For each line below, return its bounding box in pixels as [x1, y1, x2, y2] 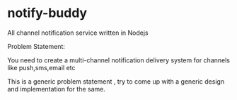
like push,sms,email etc [7, 63, 76, 72]
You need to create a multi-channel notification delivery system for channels [7, 55, 230, 65]
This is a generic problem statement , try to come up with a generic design [7, 77, 225, 86]
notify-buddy [7, 5, 87, 21]
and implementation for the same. [7, 84, 106, 93]
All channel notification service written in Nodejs [7, 28, 149, 37]
